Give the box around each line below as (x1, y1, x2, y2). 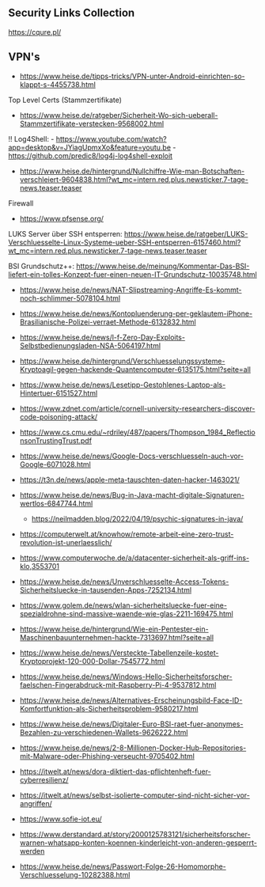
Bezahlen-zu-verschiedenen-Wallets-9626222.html (19, 727, 188, 737)
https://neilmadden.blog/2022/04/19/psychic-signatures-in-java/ (31, 514, 244, 523)
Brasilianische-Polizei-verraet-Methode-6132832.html (19, 317, 196, 327)
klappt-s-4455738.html (19, 79, 97, 89)
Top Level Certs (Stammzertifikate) (8, 95, 123, 104)
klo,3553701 (19, 561, 60, 570)
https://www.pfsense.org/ (19, 214, 104, 223)
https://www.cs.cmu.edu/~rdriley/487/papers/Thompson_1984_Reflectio (19, 427, 256, 437)
